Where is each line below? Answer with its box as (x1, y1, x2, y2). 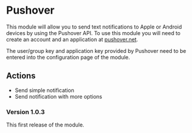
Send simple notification (14, 87, 74, 94)
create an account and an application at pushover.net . (6, 36, 139, 43)
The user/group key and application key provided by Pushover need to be (6, 47, 186, 54)
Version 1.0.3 (6, 107, 45, 116)
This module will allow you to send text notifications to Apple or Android (6, 23, 182, 30)
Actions (6, 71, 36, 81)
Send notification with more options (14, 93, 102, 100)
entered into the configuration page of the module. (6, 53, 130, 61)
